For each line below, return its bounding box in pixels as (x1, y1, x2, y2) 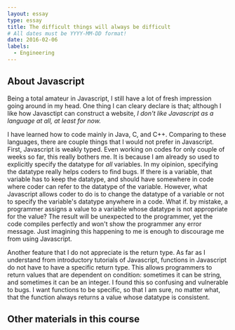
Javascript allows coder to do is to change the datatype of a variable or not (7, 190, 224, 198)
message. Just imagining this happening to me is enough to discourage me (7, 227, 224, 235)
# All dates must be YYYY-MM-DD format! (7, 29, 128, 37)
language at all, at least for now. (7, 117, 102, 125)
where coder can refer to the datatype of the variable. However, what (7, 182, 208, 190)
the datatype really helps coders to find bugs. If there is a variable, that (7, 167, 213, 176)
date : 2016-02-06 (7, 37, 58, 44)
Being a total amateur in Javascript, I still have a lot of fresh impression (7, 94, 212, 103)
